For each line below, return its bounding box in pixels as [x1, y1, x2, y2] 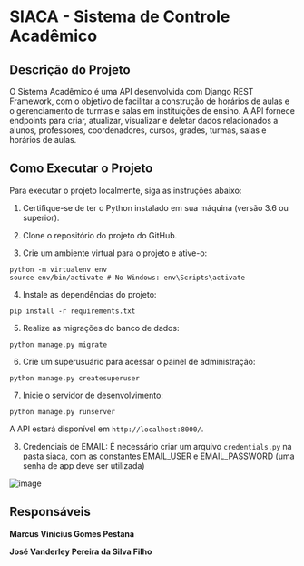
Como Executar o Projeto [9, 161, 153, 177]
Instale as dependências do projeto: [22, 288, 157, 299]
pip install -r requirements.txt [9, 307, 136, 316]
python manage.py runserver [9, 407, 116, 416]
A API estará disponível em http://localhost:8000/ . [9, 423, 204, 434]
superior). [22, 212, 60, 223]
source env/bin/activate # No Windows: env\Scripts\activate [9, 273, 246, 282]
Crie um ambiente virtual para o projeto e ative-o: [22, 248, 208, 258]
